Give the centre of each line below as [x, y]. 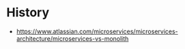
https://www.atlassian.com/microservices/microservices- [97, 31]
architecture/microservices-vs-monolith [72, 38]
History [28, 13]
